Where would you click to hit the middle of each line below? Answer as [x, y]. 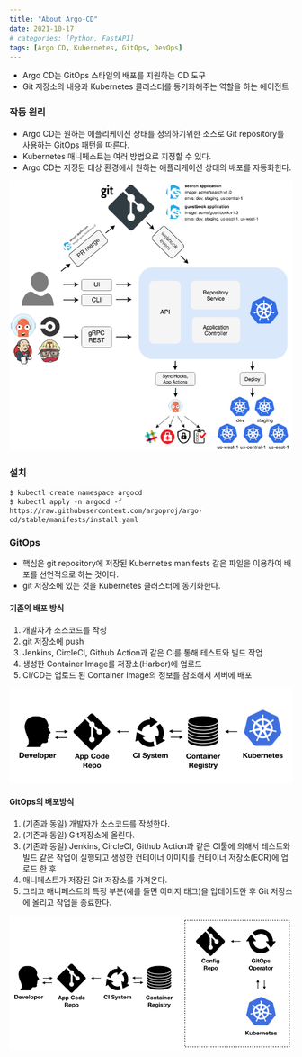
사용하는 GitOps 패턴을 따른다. [76, 145]
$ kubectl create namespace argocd [76, 493]
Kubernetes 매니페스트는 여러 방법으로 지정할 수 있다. [117, 156]
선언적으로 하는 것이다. [79, 574]
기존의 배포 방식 [37, 608]
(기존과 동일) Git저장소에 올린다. [78, 835]
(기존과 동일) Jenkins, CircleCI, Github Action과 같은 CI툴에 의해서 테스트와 [156, 845]
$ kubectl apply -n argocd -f [66, 502]
